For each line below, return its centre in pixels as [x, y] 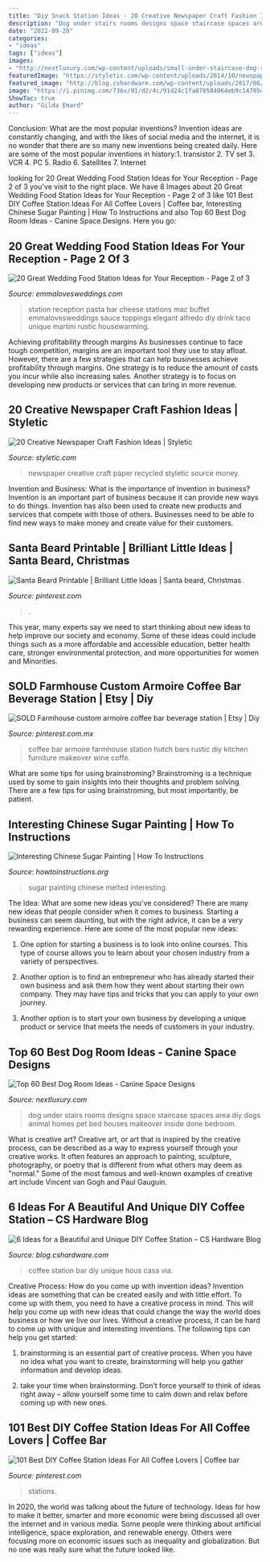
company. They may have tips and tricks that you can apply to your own [139, 994]
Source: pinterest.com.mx [51, 734]
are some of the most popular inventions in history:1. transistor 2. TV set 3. [132, 154]
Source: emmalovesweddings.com [65, 294]
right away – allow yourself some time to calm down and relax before [134, 1394]
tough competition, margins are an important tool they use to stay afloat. [128, 350]
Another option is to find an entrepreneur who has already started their [137, 977]
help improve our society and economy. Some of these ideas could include [132, 635]
